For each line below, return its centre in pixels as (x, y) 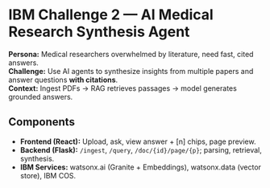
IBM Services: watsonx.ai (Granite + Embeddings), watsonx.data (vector (141, 167)
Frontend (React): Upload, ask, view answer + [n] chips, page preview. (138, 141)
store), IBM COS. (48, 175)
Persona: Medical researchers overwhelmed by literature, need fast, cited (131, 54)
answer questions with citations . (63, 80)
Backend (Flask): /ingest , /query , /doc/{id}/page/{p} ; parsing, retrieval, (141, 149)
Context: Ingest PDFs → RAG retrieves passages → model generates (123, 88)
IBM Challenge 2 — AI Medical (111, 15)
